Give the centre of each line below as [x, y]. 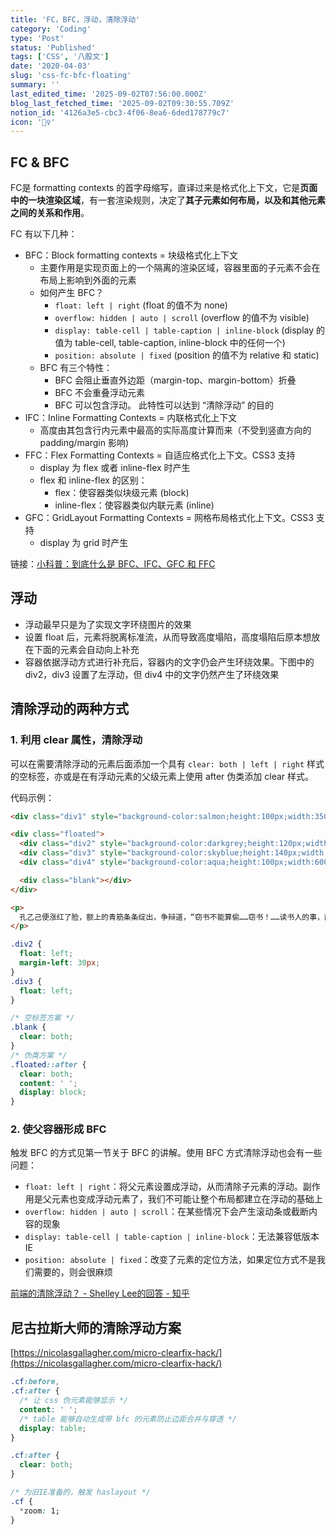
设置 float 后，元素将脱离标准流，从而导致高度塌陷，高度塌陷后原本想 [168, 637]
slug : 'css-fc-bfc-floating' [71, 76]
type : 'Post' [37, 38]
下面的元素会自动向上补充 [86, 649]
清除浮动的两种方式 [69, 709]
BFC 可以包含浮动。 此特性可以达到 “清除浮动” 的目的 [164, 405]
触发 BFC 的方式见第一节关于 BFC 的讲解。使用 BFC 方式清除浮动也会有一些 [166, 1153]
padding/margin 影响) [84, 443]
